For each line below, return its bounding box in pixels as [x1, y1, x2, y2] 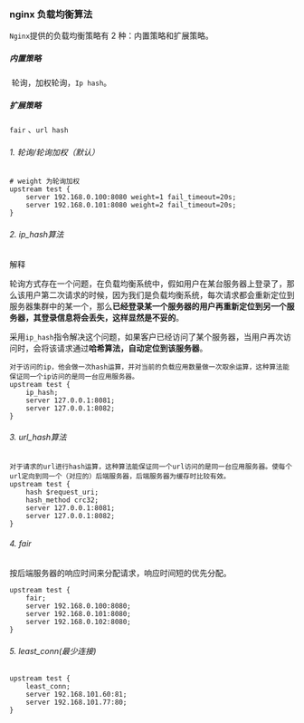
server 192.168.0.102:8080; [25, 618, 131, 627]
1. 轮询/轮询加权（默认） [9, 147, 100, 158]
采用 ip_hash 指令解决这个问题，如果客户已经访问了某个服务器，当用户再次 [9, 331, 284, 342]
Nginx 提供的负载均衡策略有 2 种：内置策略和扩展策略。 [9, 30, 214, 42]
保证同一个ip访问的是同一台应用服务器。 [9, 371, 139, 381]
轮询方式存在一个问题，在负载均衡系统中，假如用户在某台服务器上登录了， [9, 278, 287, 289]
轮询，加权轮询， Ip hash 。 [11, 77, 112, 88]
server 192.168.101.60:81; [25, 690, 128, 699]
